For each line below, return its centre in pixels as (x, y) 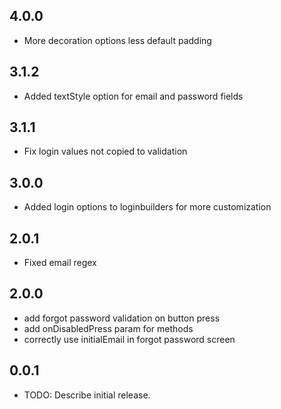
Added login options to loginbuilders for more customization (147, 207)
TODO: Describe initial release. (87, 395)
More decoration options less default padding (117, 40)
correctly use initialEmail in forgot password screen (129, 339)
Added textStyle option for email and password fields (133, 96)
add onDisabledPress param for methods (108, 328)
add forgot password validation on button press (122, 318)
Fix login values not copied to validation (105, 151)
